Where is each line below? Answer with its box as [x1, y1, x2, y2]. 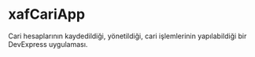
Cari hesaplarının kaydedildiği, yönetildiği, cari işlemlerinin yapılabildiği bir [8, 31, 247, 41]
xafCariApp [8, 5, 85, 23]
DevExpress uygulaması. [8, 39, 88, 48]
